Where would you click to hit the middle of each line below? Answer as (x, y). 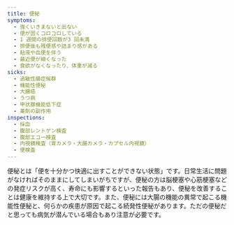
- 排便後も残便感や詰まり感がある (56, 46)
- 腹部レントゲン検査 (40, 131)
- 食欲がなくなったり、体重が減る (56, 66)
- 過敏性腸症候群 (35, 79)
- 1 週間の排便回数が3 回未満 (52, 40)
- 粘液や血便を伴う (37, 53)
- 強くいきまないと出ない (45, 27)
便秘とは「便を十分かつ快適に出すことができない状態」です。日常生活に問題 (117, 171)
